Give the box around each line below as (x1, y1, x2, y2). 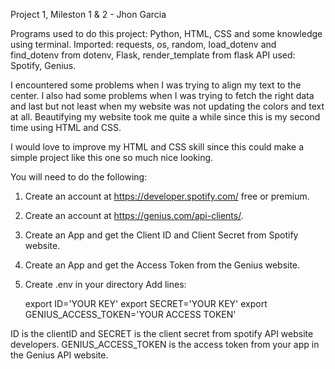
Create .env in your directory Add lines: (24, 279, 187, 290)
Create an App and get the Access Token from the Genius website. (24, 259, 301, 271)
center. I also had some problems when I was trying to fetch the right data (10, 90, 315, 101)
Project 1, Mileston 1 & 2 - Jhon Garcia (10, 9, 167, 20)
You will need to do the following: (10, 171, 148, 183)
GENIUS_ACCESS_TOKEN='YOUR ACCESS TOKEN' (24, 309, 237, 320)
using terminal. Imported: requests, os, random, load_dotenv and (10, 39, 277, 50)
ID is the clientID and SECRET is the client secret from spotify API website (10, 328, 314, 339)
